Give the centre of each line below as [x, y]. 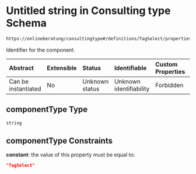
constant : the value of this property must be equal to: [71, 155]
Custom [167, 64]
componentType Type [47, 109]
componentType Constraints [59, 141]
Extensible [62, 68]
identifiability [132, 89]
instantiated [25, 89]
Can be [19, 81]
